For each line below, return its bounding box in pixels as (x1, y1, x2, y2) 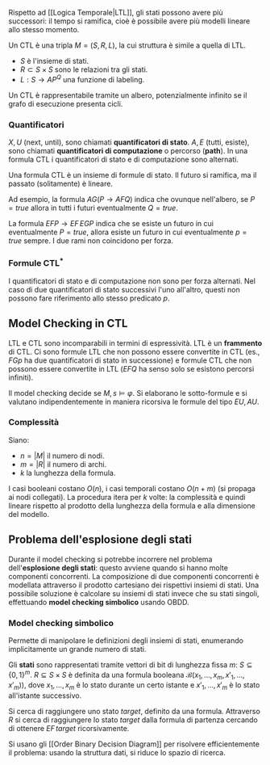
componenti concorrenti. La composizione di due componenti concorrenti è (8, 571, 260, 581)
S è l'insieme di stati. (19, 57, 89, 65)
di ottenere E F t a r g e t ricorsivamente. (8, 724, 130, 733)
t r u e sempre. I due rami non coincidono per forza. (8, 235, 173, 246)
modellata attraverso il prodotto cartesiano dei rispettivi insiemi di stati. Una (8, 580, 260, 590)
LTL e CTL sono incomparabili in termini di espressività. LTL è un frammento (8, 338, 263, 347)
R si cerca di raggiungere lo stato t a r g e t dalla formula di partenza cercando (8, 715, 258, 725)
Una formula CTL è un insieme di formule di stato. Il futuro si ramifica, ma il (8, 170, 257, 179)
